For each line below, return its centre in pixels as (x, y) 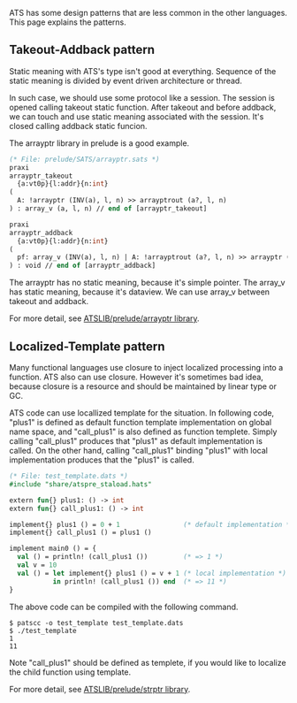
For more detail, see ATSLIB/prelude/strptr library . (100, 689)
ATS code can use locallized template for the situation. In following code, (142, 413)
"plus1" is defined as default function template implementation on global (141, 422)
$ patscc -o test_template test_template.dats (96, 623)
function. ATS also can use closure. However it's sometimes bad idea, (136, 377)
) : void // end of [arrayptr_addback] (83, 266)
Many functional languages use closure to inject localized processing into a (146, 367)
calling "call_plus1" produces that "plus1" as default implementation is (136, 441)
